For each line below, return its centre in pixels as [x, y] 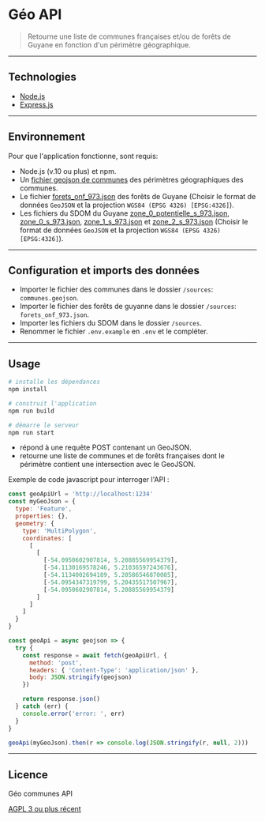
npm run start [32, 432]
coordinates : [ [47, 538]
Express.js [36, 104]
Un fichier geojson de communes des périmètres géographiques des [131, 179]
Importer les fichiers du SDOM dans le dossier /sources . [111, 323]
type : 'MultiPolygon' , [60, 531]
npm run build [32, 411]
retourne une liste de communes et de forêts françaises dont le [122, 456]
